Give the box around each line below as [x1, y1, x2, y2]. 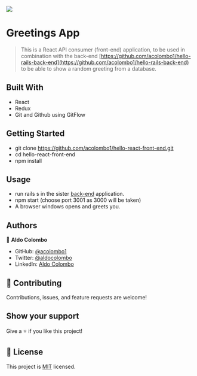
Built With [6, 83, 44, 93]
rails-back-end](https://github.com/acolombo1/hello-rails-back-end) [20, 59, 189, 66]
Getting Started [6, 129, 65, 139]
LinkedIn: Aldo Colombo [14, 260, 75, 268]
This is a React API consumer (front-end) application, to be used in [20, 46, 185, 53]
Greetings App [6, 26, 80, 40]
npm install [14, 157, 42, 164]
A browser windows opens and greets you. [14, 203, 121, 210]
